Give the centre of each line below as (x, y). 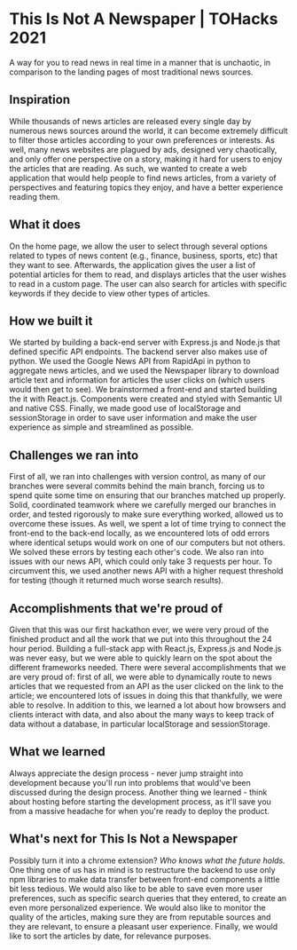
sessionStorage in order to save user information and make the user (133, 418)
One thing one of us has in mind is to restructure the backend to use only (143, 869)
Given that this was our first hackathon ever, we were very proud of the (139, 629)
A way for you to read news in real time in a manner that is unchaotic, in (140, 62)
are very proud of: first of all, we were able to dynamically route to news (141, 677)
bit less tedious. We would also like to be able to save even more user (136, 889)
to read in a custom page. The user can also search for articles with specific (148, 283)
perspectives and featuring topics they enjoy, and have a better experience (146, 187)
